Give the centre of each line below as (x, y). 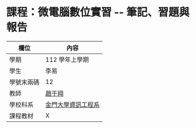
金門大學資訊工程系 (73, 105)
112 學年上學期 (67, 59)
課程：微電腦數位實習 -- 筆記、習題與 (98, 12)
